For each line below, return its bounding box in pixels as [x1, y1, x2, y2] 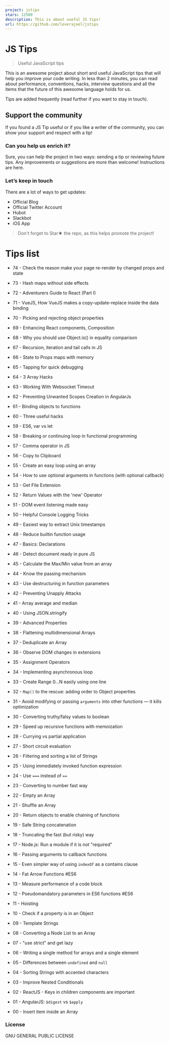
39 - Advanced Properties [12, 620, 67, 626]
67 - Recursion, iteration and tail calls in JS [12, 344, 103, 350]
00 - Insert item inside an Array [12, 1008, 78, 1015]
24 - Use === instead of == [12, 772, 67, 779]
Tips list [5, 248, 40, 259]
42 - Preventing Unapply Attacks [12, 590, 81, 596]
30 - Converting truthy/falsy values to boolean [12, 714, 110, 720]
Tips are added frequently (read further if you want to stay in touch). [5, 96, 148, 102]
